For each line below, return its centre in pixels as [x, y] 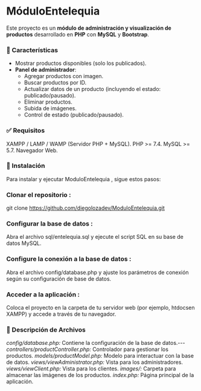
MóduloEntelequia [53, 11]
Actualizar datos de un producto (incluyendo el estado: [92, 89]
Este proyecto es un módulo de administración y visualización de [89, 28]
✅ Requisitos [26, 130]
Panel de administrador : [46, 70]
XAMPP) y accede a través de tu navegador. [61, 314]
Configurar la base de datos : [50, 224]
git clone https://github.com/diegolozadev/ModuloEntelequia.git [85, 208]
